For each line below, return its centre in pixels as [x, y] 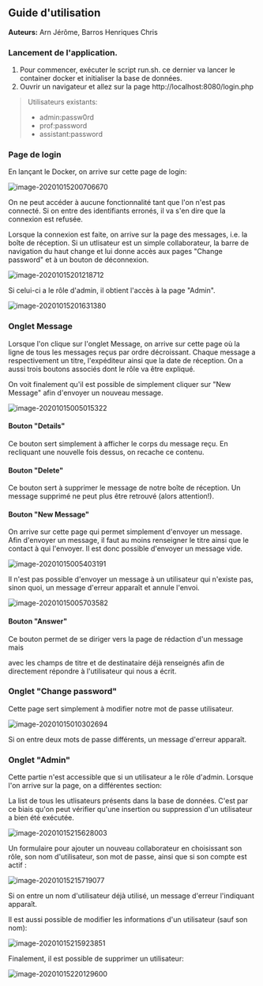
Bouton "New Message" [49, 514]
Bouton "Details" [37, 426]
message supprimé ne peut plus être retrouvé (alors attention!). [111, 496]
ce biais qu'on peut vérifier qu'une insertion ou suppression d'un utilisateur [130, 810]
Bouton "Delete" [36, 470]
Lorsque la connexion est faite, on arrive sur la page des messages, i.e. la [128, 235]
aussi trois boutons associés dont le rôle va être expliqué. [102, 369]
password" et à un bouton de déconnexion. [79, 260]
